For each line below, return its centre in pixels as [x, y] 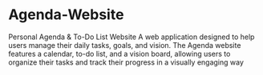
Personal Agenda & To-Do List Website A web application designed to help [131, 37]
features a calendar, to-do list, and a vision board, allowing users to [119, 53]
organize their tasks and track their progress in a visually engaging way [126, 62]
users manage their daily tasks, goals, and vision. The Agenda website [125, 45]
